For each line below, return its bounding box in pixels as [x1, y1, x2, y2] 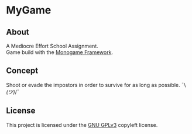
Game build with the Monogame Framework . [6, 49, 113, 56]
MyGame [6, 4, 52, 17]
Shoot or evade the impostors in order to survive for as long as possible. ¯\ [6, 81, 186, 88]
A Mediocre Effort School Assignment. [6, 42, 98, 49]
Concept [6, 66, 39, 76]
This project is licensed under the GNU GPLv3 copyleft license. [6, 121, 158, 128]
